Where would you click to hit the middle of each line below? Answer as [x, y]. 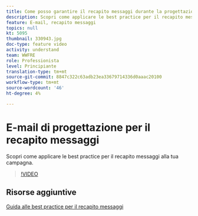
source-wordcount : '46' [35, 88]
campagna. [20, 163]
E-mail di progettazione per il [78, 127]
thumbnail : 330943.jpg [34, 39]
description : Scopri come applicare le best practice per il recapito [95, 17]
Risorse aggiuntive [41, 192]
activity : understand [33, 50]
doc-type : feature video [37, 45]
